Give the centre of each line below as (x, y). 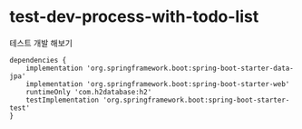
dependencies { (38, 60)
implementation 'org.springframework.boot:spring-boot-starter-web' (158, 84)
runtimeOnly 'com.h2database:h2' (89, 92)
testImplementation (63, 100)
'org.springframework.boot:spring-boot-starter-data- (190, 68)
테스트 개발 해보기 (41, 43)
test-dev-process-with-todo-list (134, 17)
